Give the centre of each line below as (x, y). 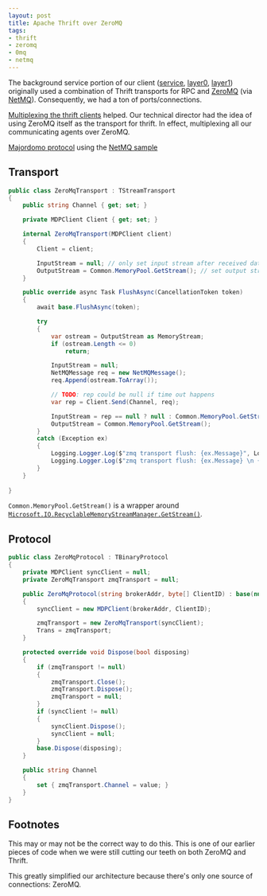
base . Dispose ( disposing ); (80, 749)
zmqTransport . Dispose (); (92, 689)
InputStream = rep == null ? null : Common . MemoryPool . (145, 416)
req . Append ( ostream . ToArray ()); (104, 380)
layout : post (30, 16)
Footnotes (34, 824)
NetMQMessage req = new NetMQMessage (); (118, 373)
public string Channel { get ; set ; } (85, 205)
